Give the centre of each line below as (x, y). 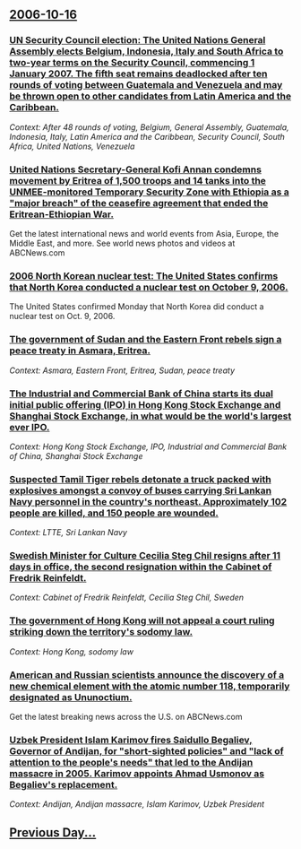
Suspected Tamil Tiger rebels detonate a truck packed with (140, 479)
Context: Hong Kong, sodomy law (72, 651)
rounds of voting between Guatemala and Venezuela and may (146, 85)
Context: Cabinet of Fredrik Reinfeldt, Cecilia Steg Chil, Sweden (127, 598)
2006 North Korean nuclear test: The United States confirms (144, 275)
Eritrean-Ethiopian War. (62, 214)
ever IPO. (30, 427)
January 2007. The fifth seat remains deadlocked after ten (138, 74)
